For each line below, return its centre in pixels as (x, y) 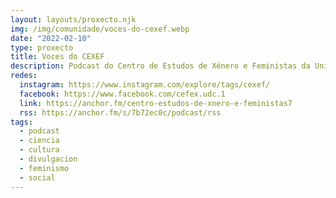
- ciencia (39, 141)
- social (37, 177)
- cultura (39, 150)
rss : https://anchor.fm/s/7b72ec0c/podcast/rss (120, 112)
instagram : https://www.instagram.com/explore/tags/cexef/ (145, 85)
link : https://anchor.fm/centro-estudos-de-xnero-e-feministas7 (156, 103)
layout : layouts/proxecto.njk (73, 19)
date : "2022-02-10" (51, 38)
